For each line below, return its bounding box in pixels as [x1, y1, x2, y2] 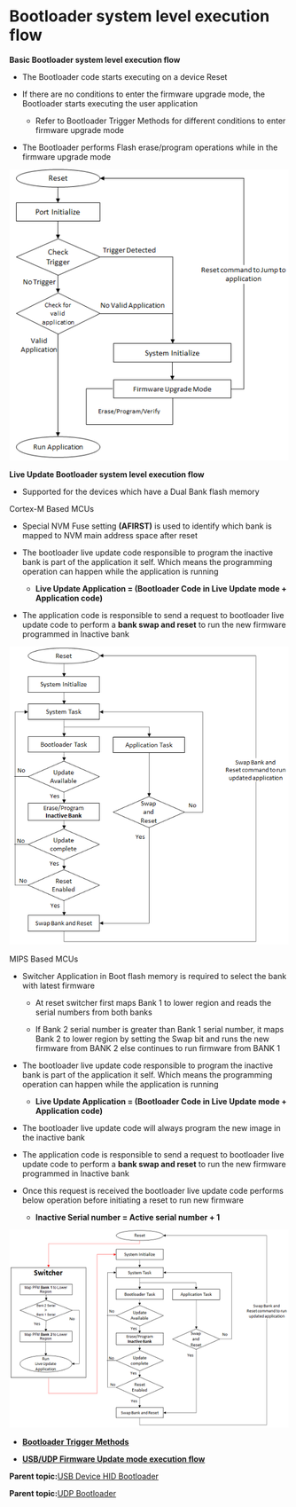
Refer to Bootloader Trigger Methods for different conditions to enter [35, 115, 286, 126]
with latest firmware [21, 980, 96, 991]
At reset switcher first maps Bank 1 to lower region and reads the [35, 997, 272, 1008]
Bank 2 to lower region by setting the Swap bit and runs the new [35, 1033, 270, 1044]
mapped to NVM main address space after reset [21, 530, 198, 540]
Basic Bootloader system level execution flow [9, 54, 181, 65]
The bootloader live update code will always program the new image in [21, 1122, 281, 1133]
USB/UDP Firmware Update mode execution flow [21, 1453, 206, 1464]
